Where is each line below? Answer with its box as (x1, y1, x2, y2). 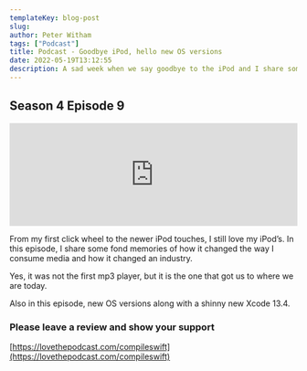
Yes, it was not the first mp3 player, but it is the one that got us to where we (9, 270, 294, 281)
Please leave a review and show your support (9, 321, 215, 334)
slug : (9, 22, 30, 31)
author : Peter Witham (9, 30, 92, 39)
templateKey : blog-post (9, 13, 101, 23)
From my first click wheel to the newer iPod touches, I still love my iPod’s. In (9, 233, 294, 244)
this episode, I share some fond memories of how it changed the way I (9, 243, 274, 254)
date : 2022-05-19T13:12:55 (9, 56, 112, 65)
